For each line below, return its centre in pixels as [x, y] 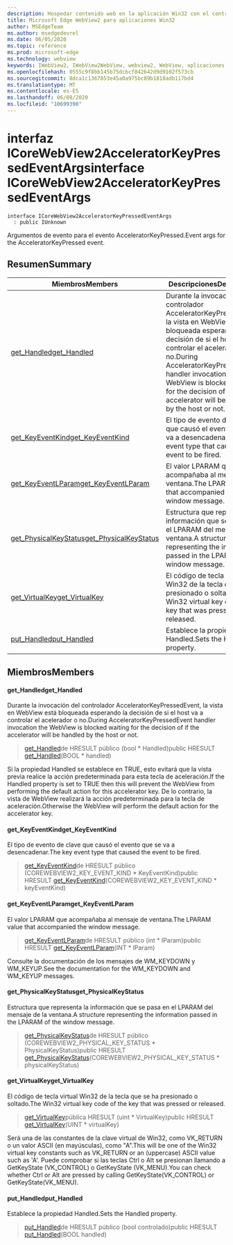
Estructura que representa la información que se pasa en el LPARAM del [110, 1007]
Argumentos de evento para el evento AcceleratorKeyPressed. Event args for [116, 235]
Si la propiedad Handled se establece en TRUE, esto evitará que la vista [110, 770]
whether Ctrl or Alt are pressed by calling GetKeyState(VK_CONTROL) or [111, 1175]
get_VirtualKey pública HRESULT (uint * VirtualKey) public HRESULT [119, 1117]
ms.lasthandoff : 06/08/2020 [48, 98]
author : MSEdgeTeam [35, 26]
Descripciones [193, 284]
